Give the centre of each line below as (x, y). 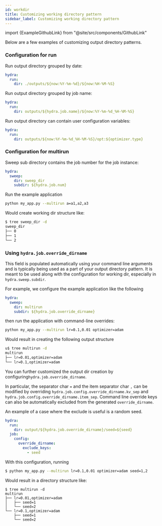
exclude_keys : (37, 448)
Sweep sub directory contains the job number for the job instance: (72, 162)
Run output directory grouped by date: (44, 66)
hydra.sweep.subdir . (25, 279)
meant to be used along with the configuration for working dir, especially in (81, 274)
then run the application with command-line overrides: (60, 321)
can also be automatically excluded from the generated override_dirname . (80, 402)
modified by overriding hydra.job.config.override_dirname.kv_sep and (77, 391)
